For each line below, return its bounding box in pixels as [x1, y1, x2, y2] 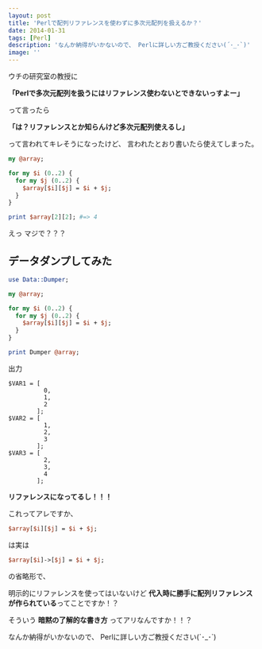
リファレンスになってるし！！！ [8, 492, 113, 501]
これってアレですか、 [8, 508, 78, 518]
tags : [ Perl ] [8, 33, 52, 42]
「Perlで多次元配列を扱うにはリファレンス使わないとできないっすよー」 [8, 88, 245, 98]
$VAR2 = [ [8, 414, 41, 422]
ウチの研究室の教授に [8, 72, 78, 80]
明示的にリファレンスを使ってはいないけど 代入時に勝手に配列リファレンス [8, 588, 253, 597]
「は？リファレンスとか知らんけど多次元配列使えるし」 [8, 122, 189, 131]
